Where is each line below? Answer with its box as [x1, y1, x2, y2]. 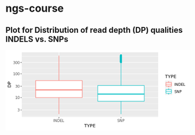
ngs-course [5, 2, 64, 15]
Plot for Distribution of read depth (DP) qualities [5, 25, 183, 35]
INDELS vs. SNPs [5, 34, 69, 44]
